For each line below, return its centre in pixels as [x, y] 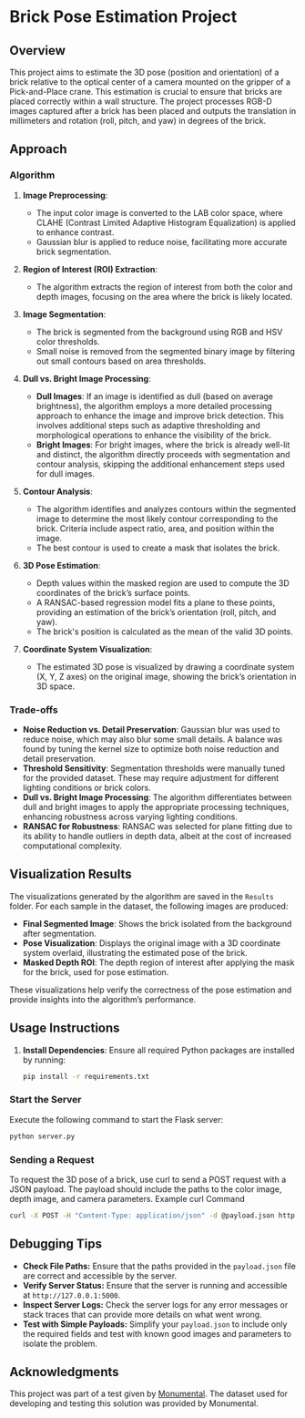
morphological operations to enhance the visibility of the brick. [153, 435]
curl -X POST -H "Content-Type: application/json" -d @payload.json [142, 1215]
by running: [44, 1060]
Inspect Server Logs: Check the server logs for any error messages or [155, 1304]
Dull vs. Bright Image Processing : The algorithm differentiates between [157, 797]
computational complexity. [72, 846]
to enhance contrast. [75, 232]
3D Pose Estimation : [61, 565]
